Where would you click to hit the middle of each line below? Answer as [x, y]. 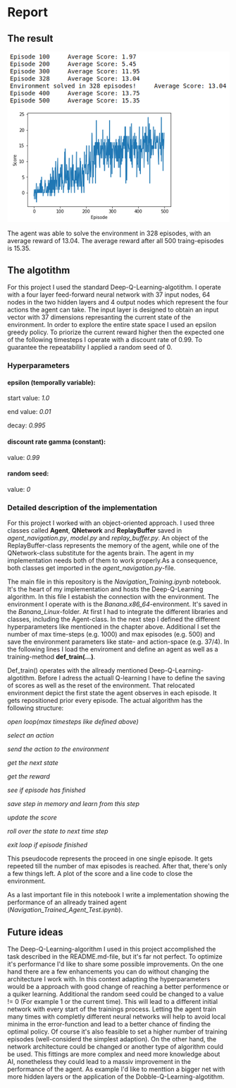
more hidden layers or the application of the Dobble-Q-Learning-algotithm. [116, 1076]
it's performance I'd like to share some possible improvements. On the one [116, 964]
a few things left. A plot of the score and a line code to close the [100, 874]
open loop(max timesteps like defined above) [73, 722]
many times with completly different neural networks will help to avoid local [117, 1016]
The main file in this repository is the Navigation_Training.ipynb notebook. [114, 582]
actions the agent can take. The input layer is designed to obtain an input [113, 310]
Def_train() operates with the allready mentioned [77, 670]
